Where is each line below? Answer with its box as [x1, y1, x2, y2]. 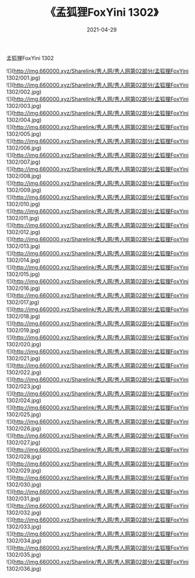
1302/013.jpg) [6, 242, 41, 249]
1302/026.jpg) [6, 425, 42, 432]
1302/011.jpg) [6, 214, 39, 221]
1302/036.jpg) [6, 565, 42, 572]
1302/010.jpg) [6, 200, 41, 207]
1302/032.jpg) [6, 509, 42, 516]
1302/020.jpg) [6, 340, 42, 348]
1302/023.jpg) [6, 383, 42, 390]
